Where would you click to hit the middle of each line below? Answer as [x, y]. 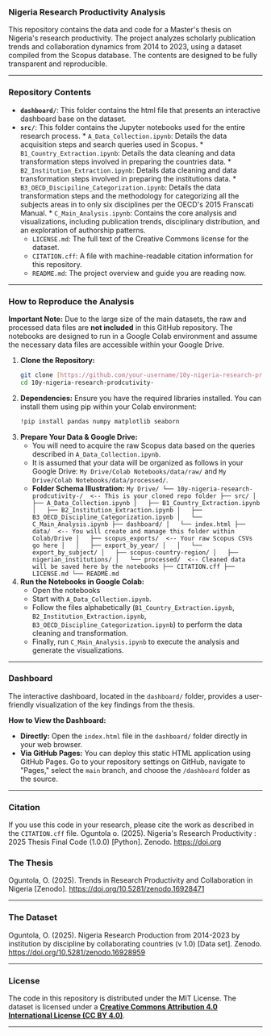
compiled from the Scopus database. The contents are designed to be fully [133, 56]
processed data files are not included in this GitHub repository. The [121, 327]
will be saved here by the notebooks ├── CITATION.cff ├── [133, 566]
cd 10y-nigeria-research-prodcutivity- [87, 382]
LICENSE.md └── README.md [75, 574]
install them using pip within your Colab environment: [108, 407]
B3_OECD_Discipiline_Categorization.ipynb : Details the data [120, 187]
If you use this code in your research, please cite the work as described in [131, 825]
